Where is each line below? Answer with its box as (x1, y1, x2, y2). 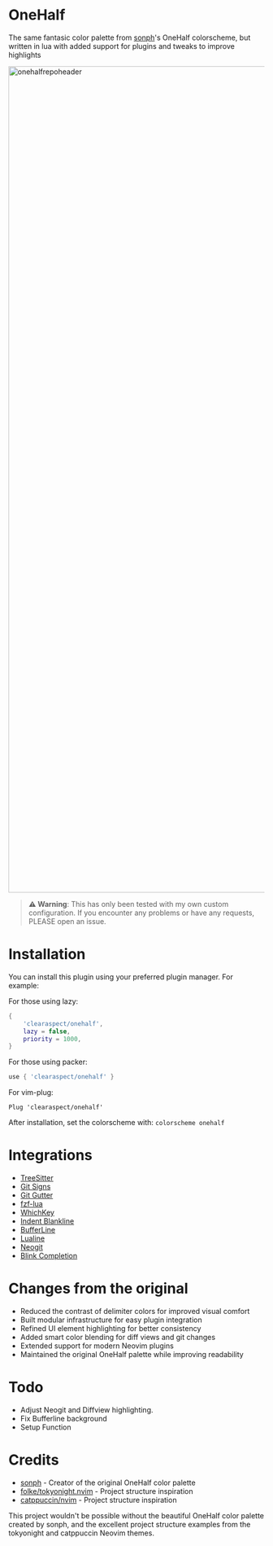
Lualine (19, 1233, 45, 1243)
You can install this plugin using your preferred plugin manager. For (8, 971, 233, 982)
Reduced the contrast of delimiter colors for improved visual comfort (19, 1307, 250, 1316)
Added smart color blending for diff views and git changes (19, 1333, 216, 1342)
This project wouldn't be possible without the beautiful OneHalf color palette (8, 1510, 265, 1520)
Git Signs (19, 1182, 51, 1192)
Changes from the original (8, 1280, 188, 1298)
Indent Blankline (19, 1216, 75, 1226)
